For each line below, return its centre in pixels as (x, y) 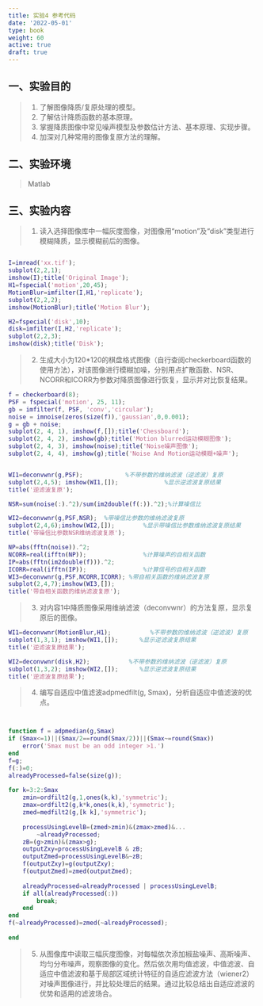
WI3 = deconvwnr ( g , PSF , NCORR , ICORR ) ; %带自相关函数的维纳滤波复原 (109, 577)
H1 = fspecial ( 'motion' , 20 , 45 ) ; (58, 285)
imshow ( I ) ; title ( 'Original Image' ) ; (69, 278)
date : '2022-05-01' (40, 23)
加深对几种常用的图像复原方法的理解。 (102, 136)
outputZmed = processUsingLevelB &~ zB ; (83, 857)
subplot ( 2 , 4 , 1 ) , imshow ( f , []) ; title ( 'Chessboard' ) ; (99, 432)
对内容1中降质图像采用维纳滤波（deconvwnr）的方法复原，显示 (143, 608)
